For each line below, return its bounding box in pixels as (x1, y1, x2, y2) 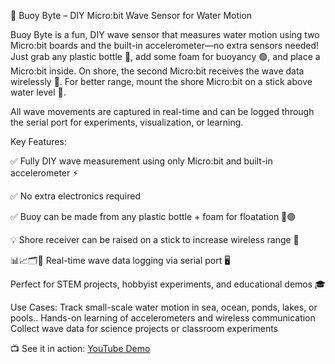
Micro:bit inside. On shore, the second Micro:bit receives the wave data (10, 65, 305, 77)
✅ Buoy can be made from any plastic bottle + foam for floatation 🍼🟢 (10, 211, 297, 222)
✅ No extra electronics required (10, 190, 142, 202)
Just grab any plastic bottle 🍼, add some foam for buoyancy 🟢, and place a (10, 51, 321, 62)
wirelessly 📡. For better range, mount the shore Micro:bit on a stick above (10, 76, 313, 87)
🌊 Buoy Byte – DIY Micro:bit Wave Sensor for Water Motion (10, 10, 253, 21)
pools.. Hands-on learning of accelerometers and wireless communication (10, 312, 316, 324)
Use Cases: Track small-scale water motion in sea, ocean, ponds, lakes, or (10, 301, 318, 313)
